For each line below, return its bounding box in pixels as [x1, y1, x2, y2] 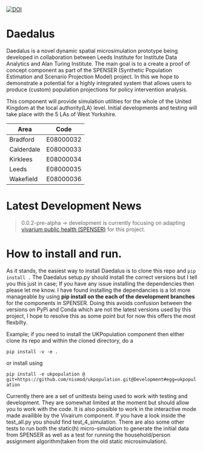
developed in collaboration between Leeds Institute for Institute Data [6, 53, 178, 61]
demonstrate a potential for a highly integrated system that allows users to [6, 79, 192, 86]
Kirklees [9, 155, 33, 164]
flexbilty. [6, 318, 28, 326]
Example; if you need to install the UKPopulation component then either [6, 330, 185, 337]
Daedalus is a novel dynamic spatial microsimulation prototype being [6, 47, 178, 54]
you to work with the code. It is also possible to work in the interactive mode [6, 405, 197, 413]
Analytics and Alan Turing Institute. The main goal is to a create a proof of [6, 60, 190, 67]
